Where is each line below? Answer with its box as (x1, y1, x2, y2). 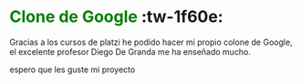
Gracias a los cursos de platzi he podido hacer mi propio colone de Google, (9, 37, 294, 47)
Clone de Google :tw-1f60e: (9, 6, 223, 27)
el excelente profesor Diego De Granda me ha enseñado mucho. (9, 46, 251, 57)
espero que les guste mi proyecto (9, 64, 136, 75)
